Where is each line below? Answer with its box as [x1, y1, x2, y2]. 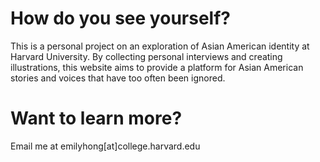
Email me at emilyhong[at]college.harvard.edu [10, 140, 201, 152]
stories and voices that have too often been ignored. [10, 72, 226, 84]
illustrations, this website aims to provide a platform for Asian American [10, 61, 304, 73]
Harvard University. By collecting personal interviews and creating [10, 50, 283, 62]
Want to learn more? [10, 107, 183, 130]
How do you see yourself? [10, 7, 231, 30]
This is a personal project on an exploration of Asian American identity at [10, 40, 310, 52]
